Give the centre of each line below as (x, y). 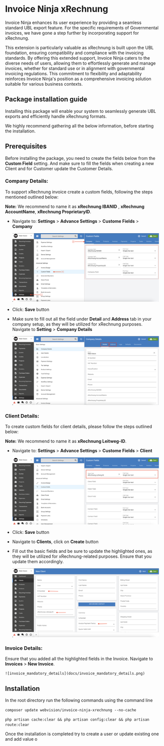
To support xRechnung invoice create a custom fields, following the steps (79, 192)
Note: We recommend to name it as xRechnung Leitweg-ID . (66, 441)
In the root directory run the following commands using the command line (79, 701)
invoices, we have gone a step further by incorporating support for (72, 33)
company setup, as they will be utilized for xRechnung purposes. (77, 324)
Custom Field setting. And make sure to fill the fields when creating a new (80, 163)
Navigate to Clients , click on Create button (55, 542)
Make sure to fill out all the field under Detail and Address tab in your (82, 319)
